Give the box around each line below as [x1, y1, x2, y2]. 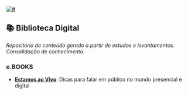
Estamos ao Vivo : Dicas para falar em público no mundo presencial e [14, 76, 183, 83]
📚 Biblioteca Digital [6, 23, 80, 33]
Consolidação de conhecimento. [6, 48, 85, 55]
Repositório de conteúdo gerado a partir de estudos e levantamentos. [6, 42, 175, 49]
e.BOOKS [6, 62, 33, 70]
